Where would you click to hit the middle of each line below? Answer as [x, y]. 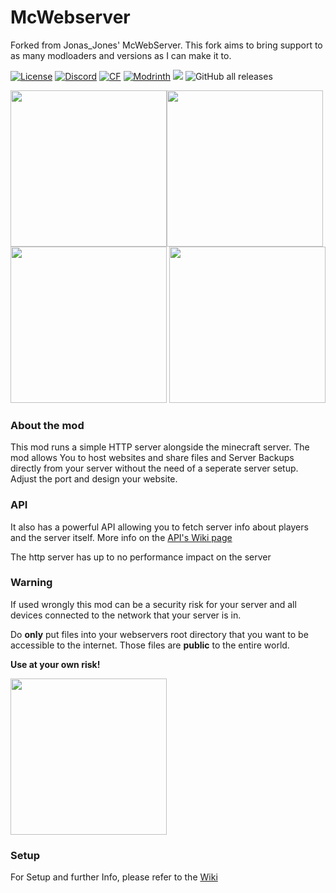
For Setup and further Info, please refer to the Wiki [114, 877]
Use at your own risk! [55, 664]
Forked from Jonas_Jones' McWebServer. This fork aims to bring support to [166, 45]
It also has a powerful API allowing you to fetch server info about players [159, 527]
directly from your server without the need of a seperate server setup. [154, 468]
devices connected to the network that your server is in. [126, 615]
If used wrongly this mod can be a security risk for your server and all [153, 604]
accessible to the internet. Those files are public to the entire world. [150, 645]
